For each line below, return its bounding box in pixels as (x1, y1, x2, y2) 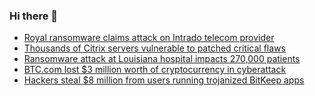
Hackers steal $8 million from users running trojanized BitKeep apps (23, 74, 305, 86)
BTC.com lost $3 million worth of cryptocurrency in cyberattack (23, 64, 287, 76)
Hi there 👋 (9, 9, 59, 23)
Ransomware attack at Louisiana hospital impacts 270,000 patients (23, 53, 301, 65)
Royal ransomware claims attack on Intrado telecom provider (23, 32, 275, 44)
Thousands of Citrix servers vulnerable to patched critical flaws (23, 42, 286, 54)
